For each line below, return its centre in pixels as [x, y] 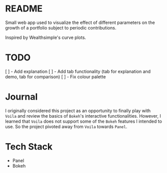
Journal [21, 97]
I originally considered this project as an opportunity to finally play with [78, 111]
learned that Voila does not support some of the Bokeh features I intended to [83, 121]
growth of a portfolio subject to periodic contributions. [61, 27]
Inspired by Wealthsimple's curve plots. [46, 37]
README [24, 9]
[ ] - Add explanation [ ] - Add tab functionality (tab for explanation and [78, 71]
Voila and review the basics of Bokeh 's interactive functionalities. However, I [83, 116]
